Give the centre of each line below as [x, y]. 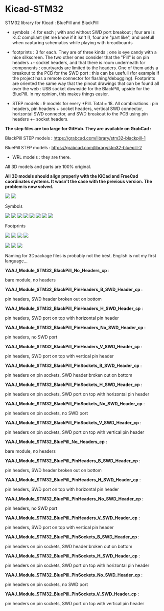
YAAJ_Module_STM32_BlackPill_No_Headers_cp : [57, 270]
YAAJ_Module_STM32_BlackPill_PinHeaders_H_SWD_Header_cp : [74, 308]
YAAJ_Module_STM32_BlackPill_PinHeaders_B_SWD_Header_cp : [74, 289]
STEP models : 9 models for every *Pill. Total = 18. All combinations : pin [85, 103]
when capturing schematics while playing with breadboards [72, 42]
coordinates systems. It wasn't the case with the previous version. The [79, 181]
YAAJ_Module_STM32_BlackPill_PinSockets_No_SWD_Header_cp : [75, 403]
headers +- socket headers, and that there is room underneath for [79, 62]
